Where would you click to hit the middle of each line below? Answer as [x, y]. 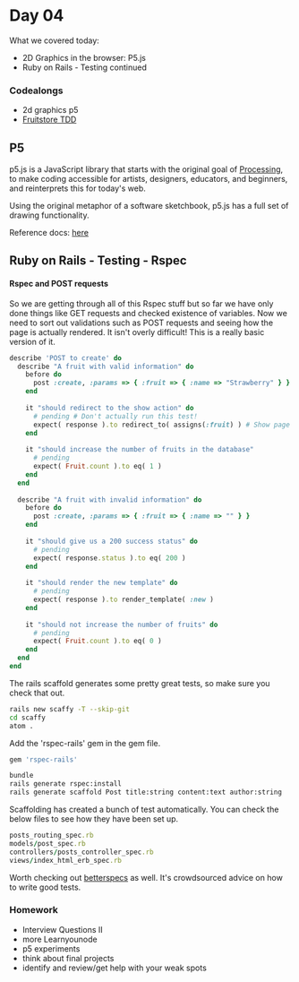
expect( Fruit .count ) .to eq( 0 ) [98, 642]
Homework [34, 910]
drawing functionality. [49, 215]
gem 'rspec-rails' [43, 759]
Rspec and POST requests [59, 284]
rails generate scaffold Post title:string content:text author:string [145, 792]
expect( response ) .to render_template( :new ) [124, 600]
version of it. [32, 341]
